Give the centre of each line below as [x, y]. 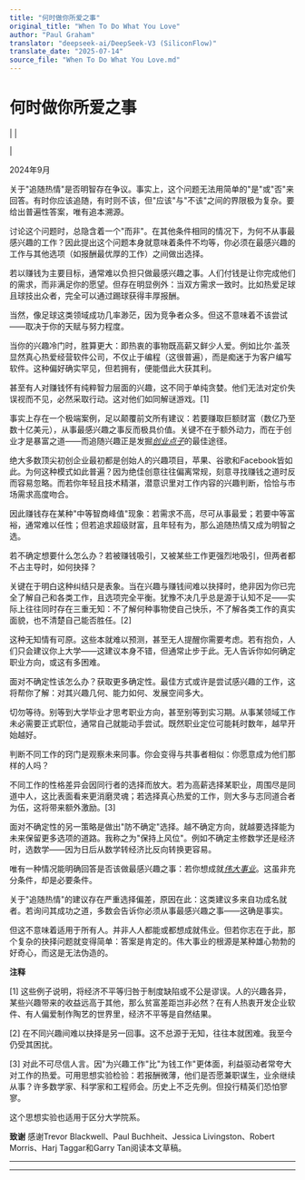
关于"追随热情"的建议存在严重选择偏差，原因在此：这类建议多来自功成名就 [148, 899]
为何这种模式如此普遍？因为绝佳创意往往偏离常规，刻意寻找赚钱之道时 [156, 471]
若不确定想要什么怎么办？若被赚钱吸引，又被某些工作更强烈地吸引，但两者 [148, 556]
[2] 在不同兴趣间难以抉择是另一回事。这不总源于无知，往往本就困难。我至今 [151, 1033]
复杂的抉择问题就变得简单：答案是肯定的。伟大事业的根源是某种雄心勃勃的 [156, 941]
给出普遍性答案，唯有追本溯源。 [69, 211]
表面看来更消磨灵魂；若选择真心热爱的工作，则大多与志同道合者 [176, 796]
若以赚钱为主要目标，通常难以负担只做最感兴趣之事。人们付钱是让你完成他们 [152, 272]
